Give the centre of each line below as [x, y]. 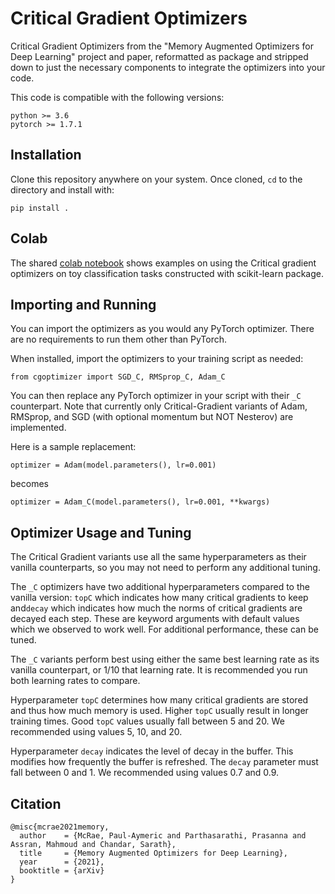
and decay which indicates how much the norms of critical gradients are [156, 608]
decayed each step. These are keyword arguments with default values [155, 619]
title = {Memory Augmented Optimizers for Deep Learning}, [153, 853]
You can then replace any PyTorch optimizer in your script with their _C [156, 396]
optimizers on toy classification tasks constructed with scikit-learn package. [167, 273]
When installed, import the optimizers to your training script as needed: [157, 359]
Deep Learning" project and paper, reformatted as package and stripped [159, 56]
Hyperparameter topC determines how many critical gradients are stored [159, 700]
